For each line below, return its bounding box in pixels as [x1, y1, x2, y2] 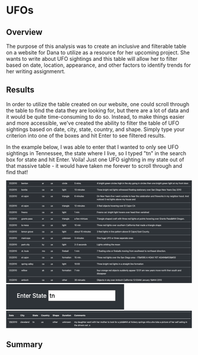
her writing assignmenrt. [6, 68, 66, 74]
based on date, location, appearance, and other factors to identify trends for [6, 61, 192, 69]
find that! [6, 168, 28, 175]
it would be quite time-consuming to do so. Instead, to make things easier [6, 113, 184, 120]
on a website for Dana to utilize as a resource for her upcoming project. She [6, 49, 190, 56]
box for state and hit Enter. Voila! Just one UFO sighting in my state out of [6, 156, 184, 163]
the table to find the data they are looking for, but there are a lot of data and [6, 107, 190, 114]
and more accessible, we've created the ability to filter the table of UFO [6, 119, 180, 126]
